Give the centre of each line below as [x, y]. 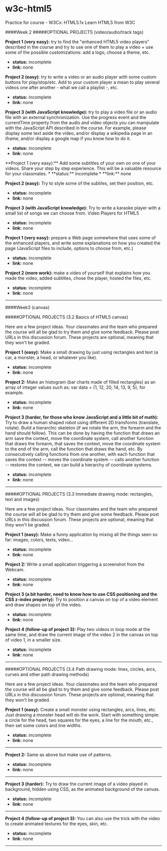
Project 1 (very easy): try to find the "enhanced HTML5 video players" [77, 42]
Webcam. [15, 569]
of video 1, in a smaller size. [34, 639]
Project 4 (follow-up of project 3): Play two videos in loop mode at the [78, 629]
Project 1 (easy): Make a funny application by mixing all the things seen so [82, 534]
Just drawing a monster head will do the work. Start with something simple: [83, 715]
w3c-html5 [29, 9]
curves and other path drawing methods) [47, 674]
